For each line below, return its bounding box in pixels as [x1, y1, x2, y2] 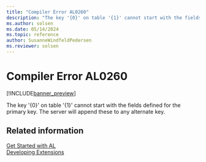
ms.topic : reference [6, 32, 59, 38]
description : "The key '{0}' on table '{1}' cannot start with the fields [6, 15, 202, 21]
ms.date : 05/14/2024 [6, 26, 59, 32]
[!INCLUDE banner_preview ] [6, 89, 77, 97]
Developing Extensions [6, 148, 64, 156]
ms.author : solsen [6, 20, 53, 26]
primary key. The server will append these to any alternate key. [6, 108, 166, 115]
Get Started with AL [6, 142, 56, 149]
